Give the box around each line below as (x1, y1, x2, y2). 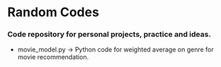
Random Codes (7, 4, 99, 20)
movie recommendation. (17, 53, 89, 61)
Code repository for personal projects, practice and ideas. (7, 30, 211, 39)
